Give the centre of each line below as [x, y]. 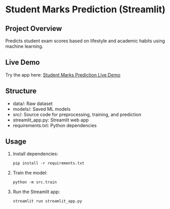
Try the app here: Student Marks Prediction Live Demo [63, 75]
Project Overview [34, 29]
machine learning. [24, 46]
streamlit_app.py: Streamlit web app [51, 120]
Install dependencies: [35, 154]
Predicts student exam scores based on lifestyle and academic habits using [85, 41]
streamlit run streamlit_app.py [47, 201]
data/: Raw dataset [33, 103]
